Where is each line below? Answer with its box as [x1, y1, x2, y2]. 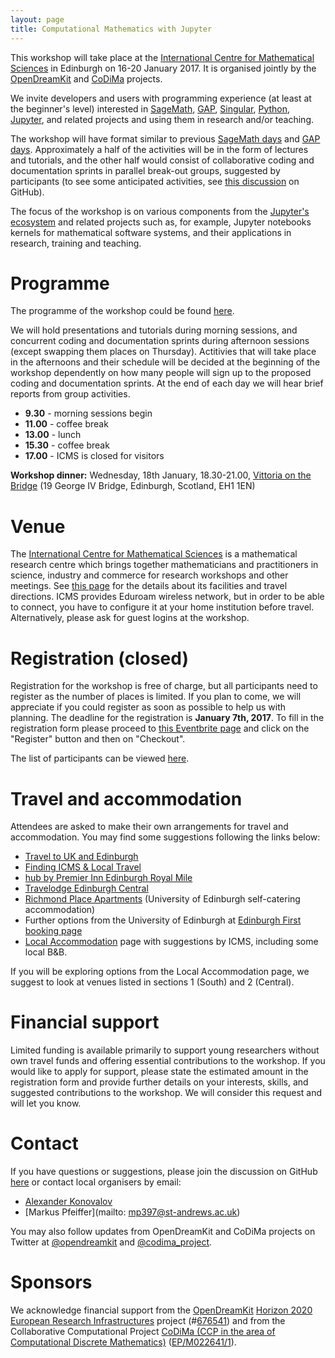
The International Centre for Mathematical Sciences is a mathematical [10, 548, 298, 560]
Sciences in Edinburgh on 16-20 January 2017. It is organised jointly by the [10, 62, 317, 74]
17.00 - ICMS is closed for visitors [24, 450, 165, 462]
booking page [24, 925, 83, 937]
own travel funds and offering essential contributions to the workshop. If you [10, 1055, 326, 1067]
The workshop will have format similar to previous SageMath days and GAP [10, 132, 321, 145]
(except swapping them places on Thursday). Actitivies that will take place [10, 346, 317, 358]
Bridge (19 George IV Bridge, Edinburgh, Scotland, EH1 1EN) [10, 480, 256, 492]
